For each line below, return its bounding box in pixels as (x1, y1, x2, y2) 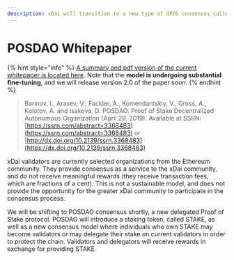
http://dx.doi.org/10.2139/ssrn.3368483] (26, 136, 143, 144)
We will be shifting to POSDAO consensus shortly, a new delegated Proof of (7, 207, 224, 216)
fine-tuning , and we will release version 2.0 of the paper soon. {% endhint (7, 78, 221, 86)
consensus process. (7, 194, 65, 202)
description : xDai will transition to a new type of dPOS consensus (7, 10, 210, 17)
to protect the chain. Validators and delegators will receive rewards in (7, 237, 206, 245)
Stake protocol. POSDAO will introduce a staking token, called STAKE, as (7, 215, 215, 223)
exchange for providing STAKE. (7, 245, 97, 253)
